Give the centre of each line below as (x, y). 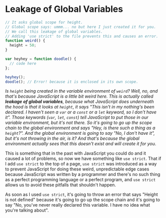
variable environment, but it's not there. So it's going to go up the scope (79, 123)
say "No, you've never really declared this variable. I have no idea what (78, 205)
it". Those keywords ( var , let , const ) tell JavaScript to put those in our (77, 117)
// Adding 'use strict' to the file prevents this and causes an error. (82, 36)
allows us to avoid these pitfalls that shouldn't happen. (61, 185)
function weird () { (25, 41)
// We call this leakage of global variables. (54, 31)
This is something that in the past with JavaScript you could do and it (76, 153)
